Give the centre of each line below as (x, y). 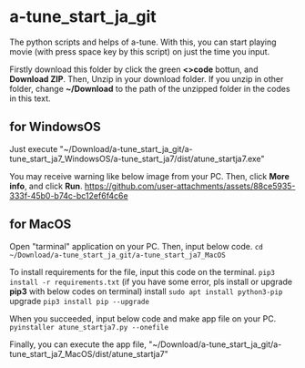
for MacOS (41, 225)
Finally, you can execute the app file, (78, 344)
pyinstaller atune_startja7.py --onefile (89, 327)
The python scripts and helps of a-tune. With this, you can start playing (143, 42)
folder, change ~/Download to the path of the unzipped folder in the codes (150, 88)
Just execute (34, 148)
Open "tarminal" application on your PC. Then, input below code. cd (137, 246)
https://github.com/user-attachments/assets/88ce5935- (190, 186)
